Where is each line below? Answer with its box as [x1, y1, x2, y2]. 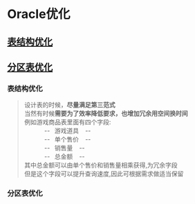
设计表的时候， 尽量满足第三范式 [24, 101, 115, 109]
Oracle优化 [7, 6, 71, 22]
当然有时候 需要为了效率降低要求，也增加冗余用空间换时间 [24, 110, 188, 118]
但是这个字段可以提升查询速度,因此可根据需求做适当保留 [24, 170, 184, 178]
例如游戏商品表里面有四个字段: [24, 118, 111, 126]
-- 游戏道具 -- [44, 127, 91, 135]
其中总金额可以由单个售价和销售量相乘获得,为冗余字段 [24, 161, 178, 170]
